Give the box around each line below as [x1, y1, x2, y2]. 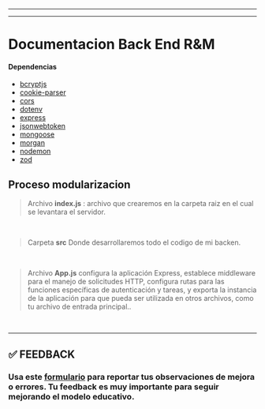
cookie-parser [19, 88, 66, 97]
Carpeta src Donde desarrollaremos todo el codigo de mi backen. [27, 238, 241, 247]
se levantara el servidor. [27, 207, 106, 217]
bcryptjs [19, 80, 47, 89]
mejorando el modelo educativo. [8, 391, 135, 402]
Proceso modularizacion [8, 178, 131, 191]
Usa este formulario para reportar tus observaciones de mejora [8, 371, 255, 382]
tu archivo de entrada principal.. [27, 302, 132, 312]
